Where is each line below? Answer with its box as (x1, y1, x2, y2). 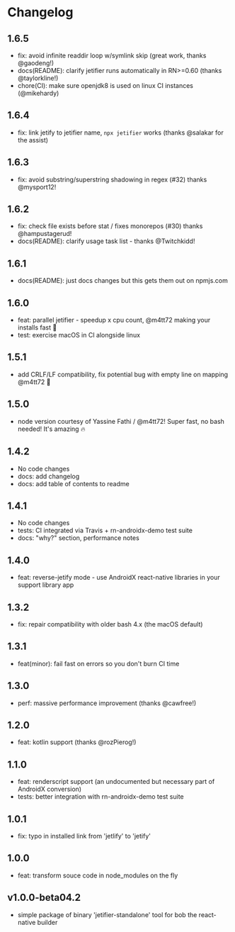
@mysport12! (17, 182, 57, 191)
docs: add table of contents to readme (17, 479, 130, 488)
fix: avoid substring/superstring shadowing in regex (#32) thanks (17, 175, 207, 184)
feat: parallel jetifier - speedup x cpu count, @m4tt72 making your (17, 316, 211, 325)
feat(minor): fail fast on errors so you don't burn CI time (17, 659, 180, 668)
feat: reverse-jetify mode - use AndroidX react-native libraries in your (17, 573, 221, 582)
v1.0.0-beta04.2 (7, 892, 81, 904)
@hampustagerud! (17, 230, 72, 238)
